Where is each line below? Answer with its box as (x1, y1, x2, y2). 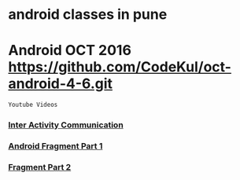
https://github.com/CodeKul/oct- (8, 58, 232, 76)
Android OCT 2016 (8, 42, 132, 60)
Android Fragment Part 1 (8, 140, 103, 151)
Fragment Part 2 (8, 161, 72, 172)
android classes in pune (8, 6, 168, 24)
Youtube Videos (8, 101, 58, 109)
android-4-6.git (8, 75, 113, 93)
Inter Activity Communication (8, 119, 124, 130)
